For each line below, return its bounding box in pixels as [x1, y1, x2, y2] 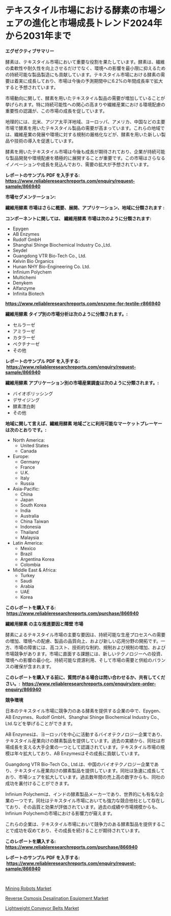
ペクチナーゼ [12, 341, 40, 347]
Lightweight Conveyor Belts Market [5, 905, 79, 911]
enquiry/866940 [5, 686, 42, 692]
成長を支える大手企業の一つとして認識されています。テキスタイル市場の [9, 744, 160, 750]
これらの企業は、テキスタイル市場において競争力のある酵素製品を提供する [5, 821, 161, 827]
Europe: [12, 453, 30, 459]
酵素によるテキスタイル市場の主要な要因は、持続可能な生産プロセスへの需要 [5, 631, 166, 637]
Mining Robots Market [5, 885, 52, 892]
